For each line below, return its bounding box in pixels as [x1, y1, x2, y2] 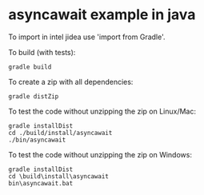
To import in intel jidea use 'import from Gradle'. [8, 32, 166, 42]
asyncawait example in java [8, 6, 196, 24]
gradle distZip [8, 92, 59, 101]
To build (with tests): [8, 47, 76, 57]
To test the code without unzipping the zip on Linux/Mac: [8, 106, 196, 116]
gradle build [8, 62, 52, 71]
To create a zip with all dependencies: [8, 77, 134, 86]
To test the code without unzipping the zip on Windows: [8, 149, 192, 159]
